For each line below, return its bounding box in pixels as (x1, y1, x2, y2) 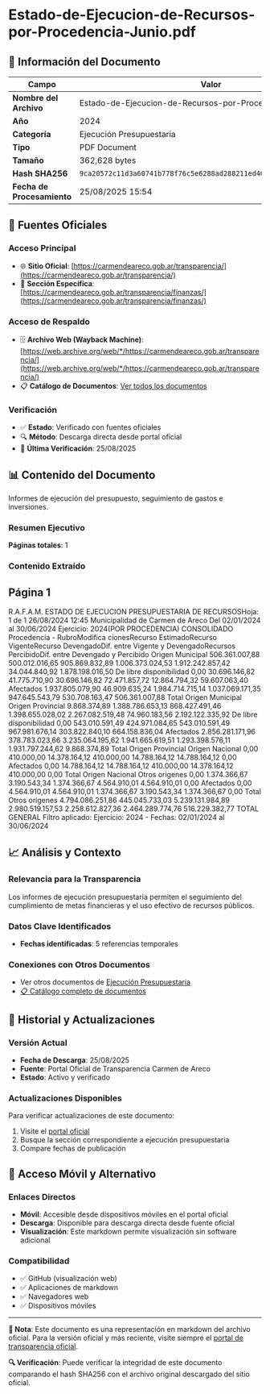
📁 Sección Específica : (19, 278, 95, 288)
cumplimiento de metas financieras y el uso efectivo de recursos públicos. (8, 901, 255, 910)
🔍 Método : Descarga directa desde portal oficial (19, 432, 182, 442)
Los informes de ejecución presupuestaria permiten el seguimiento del (8, 892, 243, 901)
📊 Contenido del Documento (8, 468, 156, 481)
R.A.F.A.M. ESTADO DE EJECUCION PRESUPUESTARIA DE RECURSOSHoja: (8, 607, 260, 617)
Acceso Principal (8, 243, 76, 254)
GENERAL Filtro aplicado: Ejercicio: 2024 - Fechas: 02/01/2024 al (8, 813, 225, 822)
